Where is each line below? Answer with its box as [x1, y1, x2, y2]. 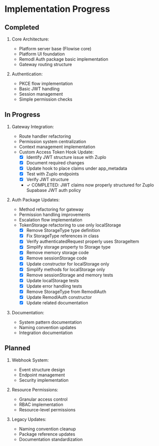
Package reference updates [19, 431, 76, 437]
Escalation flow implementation [19, 217, 82, 223]
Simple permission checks [19, 96, 73, 102]
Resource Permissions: [11, 386, 58, 393]
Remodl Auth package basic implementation [19, 56, 108, 62]
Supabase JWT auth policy [26, 187, 81, 193]
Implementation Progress [4, 3, 110, 15]
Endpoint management [19, 372, 65, 378]
